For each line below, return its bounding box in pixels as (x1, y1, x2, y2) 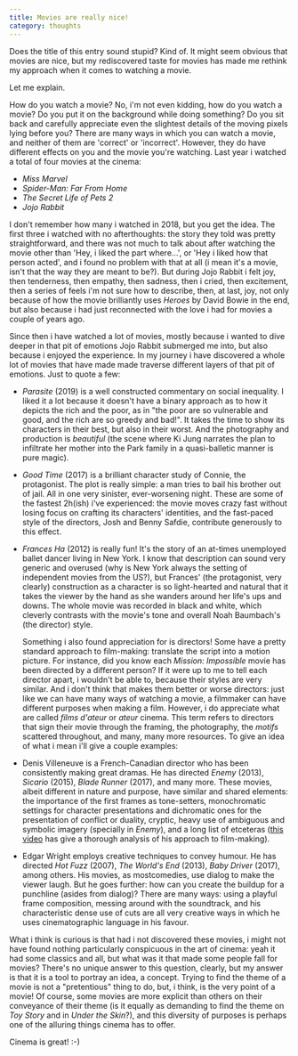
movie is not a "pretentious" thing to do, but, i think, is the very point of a (9, 981, 276, 992)
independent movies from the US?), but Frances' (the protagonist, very (21, 572, 282, 582)
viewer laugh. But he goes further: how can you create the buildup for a (21, 879, 285, 889)
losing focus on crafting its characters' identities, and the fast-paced (21, 507, 274, 517)
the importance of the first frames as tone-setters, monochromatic (21, 795, 267, 806)
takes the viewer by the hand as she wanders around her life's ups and (21, 590, 282, 601)
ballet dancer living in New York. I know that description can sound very (21, 553, 286, 564)
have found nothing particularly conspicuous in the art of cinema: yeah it (9, 943, 276, 954)
